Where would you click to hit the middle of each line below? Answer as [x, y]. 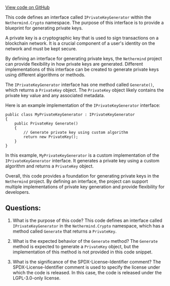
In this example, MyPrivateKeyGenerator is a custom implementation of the [82, 155]
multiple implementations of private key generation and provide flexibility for [85, 187]
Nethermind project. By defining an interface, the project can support [77, 181]
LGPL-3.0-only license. [37, 278]
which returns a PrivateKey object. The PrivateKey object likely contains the [84, 90]
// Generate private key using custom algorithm [76, 132]
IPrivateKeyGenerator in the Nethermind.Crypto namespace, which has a [88, 225]
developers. [18, 192]
